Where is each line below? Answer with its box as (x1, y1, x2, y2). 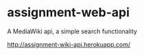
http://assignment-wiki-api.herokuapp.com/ (7, 40, 131, 48)
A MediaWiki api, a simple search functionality (7, 27, 137, 35)
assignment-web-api (7, 5, 130, 20)
